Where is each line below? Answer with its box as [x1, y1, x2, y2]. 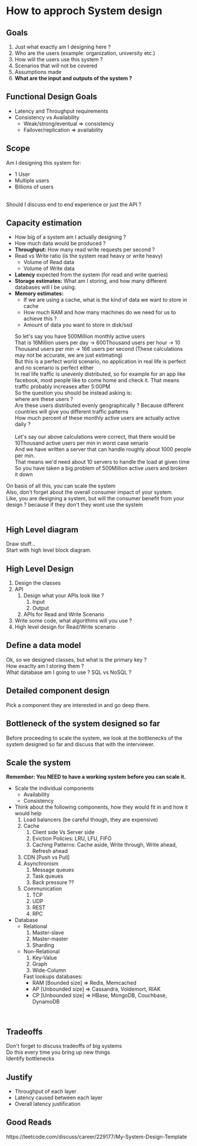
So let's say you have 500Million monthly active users [14, 333, 145, 340]
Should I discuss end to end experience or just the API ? [6, 201, 142, 208]
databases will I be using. [14, 284, 76, 291]
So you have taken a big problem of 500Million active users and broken [14, 465, 188, 472]
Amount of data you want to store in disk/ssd [23, 321, 132, 328]
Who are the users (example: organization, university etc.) [14, 50, 156, 57]
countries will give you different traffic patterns [14, 408, 129, 415]
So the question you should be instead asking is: [14, 389, 132, 396]
